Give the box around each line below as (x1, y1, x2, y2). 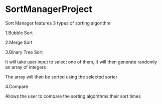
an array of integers (5, 64, 46, 70)
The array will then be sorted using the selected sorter (5, 73, 118, 79)
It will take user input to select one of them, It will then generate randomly (5, 58, 157, 64)
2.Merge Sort (5, 39, 33, 45)
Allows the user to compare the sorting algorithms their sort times (5, 93, 141, 99)
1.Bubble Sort (5, 29, 33, 35)
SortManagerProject (5, 3, 93, 15)
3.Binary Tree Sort (5, 49, 43, 55)
